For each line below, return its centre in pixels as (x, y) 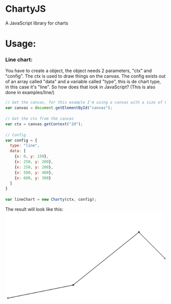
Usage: (21, 44)
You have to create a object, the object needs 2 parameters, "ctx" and (79, 71)
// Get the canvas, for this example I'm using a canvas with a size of (84, 103)
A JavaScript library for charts (37, 23)
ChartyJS (26, 9)
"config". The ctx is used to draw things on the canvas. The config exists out (85, 76)
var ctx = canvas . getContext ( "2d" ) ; (44, 124)
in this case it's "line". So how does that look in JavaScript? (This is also (80, 87)
